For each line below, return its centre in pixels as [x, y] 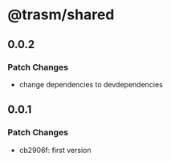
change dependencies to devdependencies [91, 84]
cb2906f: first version [55, 150]
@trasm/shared [61, 15]
